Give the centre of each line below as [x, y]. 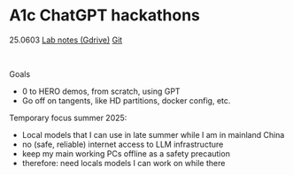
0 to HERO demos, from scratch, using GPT [101, 91]
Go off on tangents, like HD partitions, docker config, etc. [126, 100]
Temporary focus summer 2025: [68, 118]
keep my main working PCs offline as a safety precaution [126, 153]
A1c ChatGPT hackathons [105, 15]
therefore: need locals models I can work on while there [123, 163]
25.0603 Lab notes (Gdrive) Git [66, 40]
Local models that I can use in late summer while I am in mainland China [153, 134]
